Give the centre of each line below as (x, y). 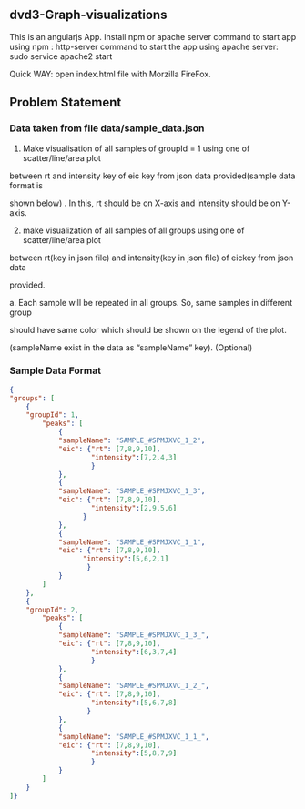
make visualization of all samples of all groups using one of (133, 230)
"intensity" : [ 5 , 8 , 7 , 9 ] (134, 753)
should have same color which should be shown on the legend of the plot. (148, 329)
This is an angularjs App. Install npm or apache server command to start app (153, 36)
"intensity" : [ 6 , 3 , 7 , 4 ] (134, 652)
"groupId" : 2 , (52, 610)
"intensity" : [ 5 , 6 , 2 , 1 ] (126, 559)
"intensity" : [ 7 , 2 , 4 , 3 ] (134, 457)
